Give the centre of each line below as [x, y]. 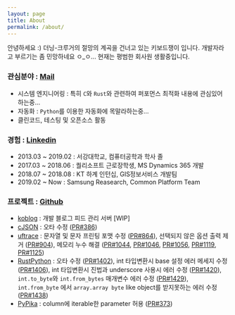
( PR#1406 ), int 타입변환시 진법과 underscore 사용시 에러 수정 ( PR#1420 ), [119, 270]
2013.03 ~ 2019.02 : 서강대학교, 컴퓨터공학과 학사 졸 [90, 156]
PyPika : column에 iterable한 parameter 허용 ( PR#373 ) [95, 304]
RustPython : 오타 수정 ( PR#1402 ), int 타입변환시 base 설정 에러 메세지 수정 [122, 261]
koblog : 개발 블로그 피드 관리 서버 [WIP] [74, 218]
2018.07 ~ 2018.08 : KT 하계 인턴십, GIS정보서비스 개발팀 [97, 174]
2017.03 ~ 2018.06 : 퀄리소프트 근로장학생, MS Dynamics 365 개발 [110, 165]
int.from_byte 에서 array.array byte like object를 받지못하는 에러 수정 [117, 288]
